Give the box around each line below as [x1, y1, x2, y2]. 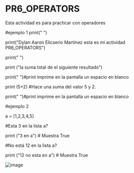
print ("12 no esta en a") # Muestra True [5, 152, 88, 158]
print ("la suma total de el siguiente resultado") [5, 64, 103, 70]
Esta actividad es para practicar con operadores [5, 20, 106, 26]
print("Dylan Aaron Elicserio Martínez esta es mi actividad [5, 39, 125, 45]
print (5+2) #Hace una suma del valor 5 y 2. [5, 84, 96, 90]
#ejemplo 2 [5, 103, 29, 109]
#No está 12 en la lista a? [5, 142, 57, 148]
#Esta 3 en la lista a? [5, 123, 48, 129]
